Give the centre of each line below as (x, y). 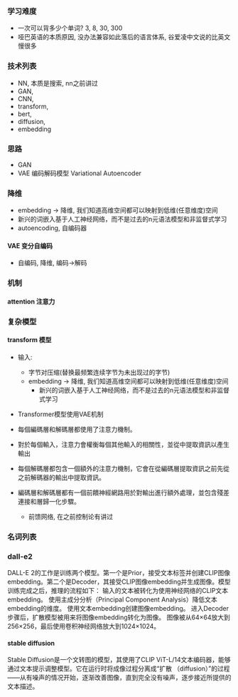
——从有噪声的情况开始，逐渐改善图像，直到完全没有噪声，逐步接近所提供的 (119, 678)
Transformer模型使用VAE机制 (60, 414)
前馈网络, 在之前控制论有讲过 (71, 517)
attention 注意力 (31, 301)
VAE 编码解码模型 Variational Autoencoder (80, 173)
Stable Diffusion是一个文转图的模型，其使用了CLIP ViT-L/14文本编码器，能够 (119, 660)
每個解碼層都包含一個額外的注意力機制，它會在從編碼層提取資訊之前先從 (123, 469)
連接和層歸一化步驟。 (49, 502)
